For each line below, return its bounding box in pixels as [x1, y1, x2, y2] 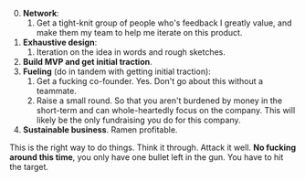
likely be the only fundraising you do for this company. [36, 114, 241, 125]
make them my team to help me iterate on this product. [36, 27, 243, 37]
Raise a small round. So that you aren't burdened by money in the [36, 95, 283, 106]
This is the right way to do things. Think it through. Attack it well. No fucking [9, 142, 297, 153]
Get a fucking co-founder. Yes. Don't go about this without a [36, 76, 263, 86]
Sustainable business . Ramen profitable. [22, 124, 178, 135]
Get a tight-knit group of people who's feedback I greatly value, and [36, 17, 292, 28]
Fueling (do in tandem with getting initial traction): [22, 66, 212, 77]
